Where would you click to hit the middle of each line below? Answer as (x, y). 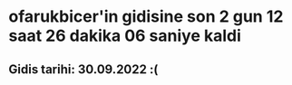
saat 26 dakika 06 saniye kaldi (125, 36)
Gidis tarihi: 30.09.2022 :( (83, 69)
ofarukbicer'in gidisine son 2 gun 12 (146, 17)
